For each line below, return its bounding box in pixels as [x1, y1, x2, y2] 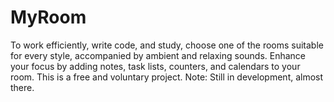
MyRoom [10, 6, 87, 29]
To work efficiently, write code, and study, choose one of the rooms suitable [10, 39, 324, 51]
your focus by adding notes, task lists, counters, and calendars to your [10, 60, 301, 72]
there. [10, 81, 35, 93]
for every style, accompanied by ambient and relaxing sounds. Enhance [10, 49, 307, 61]
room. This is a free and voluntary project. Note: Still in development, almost [10, 71, 324, 83]
